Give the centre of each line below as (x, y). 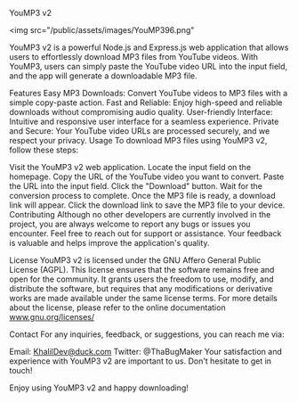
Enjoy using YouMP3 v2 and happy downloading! (99, 388)
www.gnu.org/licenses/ (52, 317)
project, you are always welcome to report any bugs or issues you (130, 224)
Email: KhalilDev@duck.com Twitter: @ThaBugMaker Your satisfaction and (145, 352)
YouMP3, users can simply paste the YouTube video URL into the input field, (149, 66)
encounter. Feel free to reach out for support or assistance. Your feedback (145, 234)
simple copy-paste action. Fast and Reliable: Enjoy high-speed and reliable (146, 103)
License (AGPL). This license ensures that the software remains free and (142, 270)
